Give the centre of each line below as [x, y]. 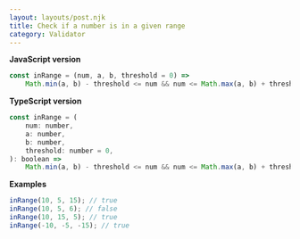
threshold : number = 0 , [70, 151]
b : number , [46, 142]
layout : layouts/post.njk [57, 17]
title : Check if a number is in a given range [97, 26]
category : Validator [48, 34]
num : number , [50, 126]
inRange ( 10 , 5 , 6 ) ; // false [63, 209]
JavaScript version [45, 60]
